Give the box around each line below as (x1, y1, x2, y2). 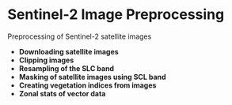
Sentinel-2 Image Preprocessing (7, 6, 225, 24)
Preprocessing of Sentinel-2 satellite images (7, 32, 152, 41)
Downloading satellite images (18, 47, 120, 56)
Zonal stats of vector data (18, 88, 106, 98)
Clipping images (18, 55, 74, 65)
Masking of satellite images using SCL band (18, 72, 167, 81)
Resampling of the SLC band (18, 63, 115, 73)
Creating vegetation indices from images (18, 81, 157, 90)
